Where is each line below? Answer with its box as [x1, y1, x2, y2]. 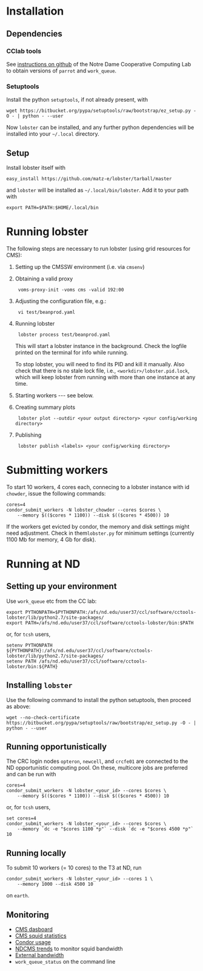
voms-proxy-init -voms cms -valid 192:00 [18, 287, 124, 293]
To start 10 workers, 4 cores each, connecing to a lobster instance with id [6, 483, 190, 490]
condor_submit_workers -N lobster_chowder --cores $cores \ [6, 507, 162, 513]
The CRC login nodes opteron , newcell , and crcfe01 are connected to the [6, 757, 188, 765]
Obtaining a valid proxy [15, 275, 73, 282]
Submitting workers [6, 464, 108, 477]
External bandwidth [15, 952, 64, 959]
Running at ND [6, 557, 81, 571]
